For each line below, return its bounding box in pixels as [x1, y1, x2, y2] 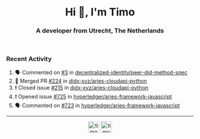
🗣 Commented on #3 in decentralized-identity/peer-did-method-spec [14, 68, 187, 76]
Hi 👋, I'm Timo [65, 5, 135, 19]
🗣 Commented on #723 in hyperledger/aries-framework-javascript [14, 102, 180, 109]
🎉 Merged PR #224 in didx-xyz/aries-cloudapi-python [14, 77, 147, 84]
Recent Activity [6, 55, 52, 63]
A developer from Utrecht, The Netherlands [36, 27, 164, 35]
